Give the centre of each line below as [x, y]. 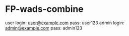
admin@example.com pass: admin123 [44, 28]
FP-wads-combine [44, 9]
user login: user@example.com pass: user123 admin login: [65, 23]
